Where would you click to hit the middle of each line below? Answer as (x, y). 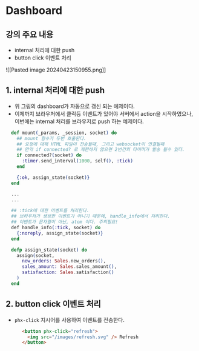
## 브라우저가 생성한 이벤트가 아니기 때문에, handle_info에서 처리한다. (91, 216)
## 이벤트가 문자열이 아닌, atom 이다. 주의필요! (65, 222)
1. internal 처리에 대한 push (55, 91)
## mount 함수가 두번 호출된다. (52, 138)
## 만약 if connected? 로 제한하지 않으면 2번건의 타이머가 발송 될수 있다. (101, 150)
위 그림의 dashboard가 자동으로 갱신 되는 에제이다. (75, 106)
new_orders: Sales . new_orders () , (64, 261)
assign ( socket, (36, 255)
